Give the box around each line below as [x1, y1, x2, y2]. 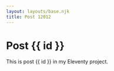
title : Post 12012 [6, 14, 51, 20]
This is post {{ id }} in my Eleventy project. [6, 58, 109, 65]
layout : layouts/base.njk [6, 8, 69, 15]
